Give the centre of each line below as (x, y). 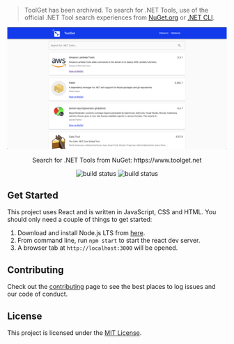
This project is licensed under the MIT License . (75, 333)
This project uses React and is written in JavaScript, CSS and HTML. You (112, 212)
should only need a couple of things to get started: (80, 220)
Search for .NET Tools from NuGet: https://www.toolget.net (117, 160)
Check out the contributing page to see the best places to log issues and (111, 287)
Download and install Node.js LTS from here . (81, 233)
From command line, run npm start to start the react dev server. (109, 241)
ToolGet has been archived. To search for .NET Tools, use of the (116, 10)
